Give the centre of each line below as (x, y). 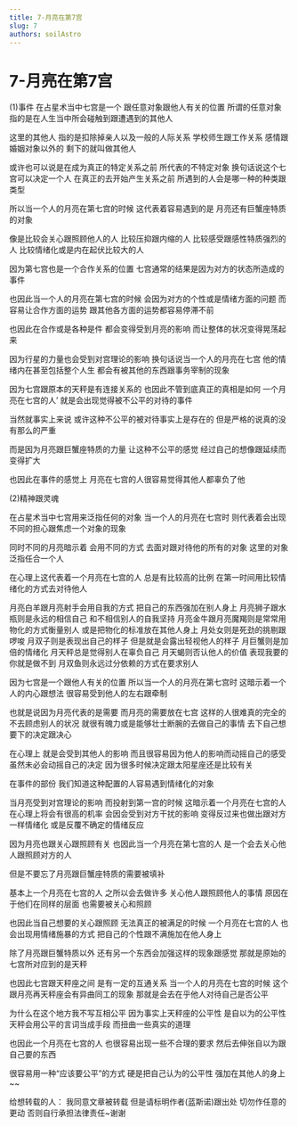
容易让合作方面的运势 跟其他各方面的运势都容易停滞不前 (112, 310)
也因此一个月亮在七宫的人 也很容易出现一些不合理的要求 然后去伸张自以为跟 (148, 1043)
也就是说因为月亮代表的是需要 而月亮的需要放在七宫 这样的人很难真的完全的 (148, 712)
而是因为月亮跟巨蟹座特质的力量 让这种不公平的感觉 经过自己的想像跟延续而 (148, 449)
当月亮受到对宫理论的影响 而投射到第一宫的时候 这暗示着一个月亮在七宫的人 (148, 802)
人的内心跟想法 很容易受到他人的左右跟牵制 (88, 694)
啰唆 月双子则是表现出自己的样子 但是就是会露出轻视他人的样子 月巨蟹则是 (145, 641)
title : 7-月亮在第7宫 (46, 17)
